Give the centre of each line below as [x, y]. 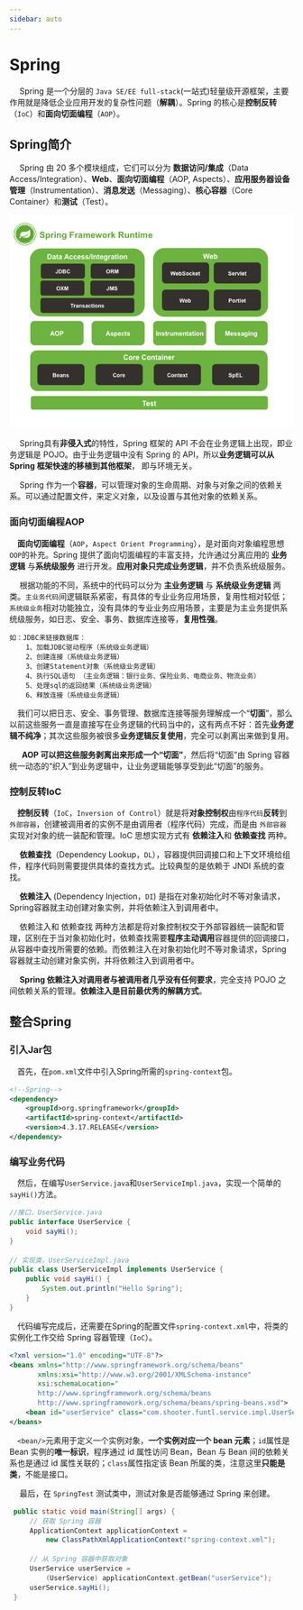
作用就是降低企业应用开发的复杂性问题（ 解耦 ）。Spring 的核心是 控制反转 [143, 102]
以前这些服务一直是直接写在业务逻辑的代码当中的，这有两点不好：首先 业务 [147, 724]
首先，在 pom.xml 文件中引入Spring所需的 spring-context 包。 [127, 1071]
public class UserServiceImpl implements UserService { [116, 1270]
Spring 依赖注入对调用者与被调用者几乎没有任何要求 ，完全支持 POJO [148, 979]
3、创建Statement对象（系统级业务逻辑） [93, 666]
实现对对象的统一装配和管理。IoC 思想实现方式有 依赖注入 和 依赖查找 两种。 [151, 835]
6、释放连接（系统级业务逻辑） [75, 695]
